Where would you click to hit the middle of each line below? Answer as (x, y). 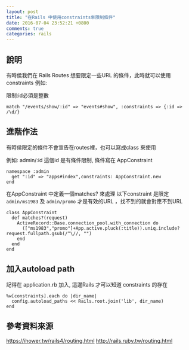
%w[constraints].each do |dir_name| (52, 296)
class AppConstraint (32, 212)
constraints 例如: (27, 83)
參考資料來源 (30, 326)
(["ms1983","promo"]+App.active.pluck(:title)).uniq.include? (101, 228)
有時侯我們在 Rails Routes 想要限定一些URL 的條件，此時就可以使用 (89, 75)
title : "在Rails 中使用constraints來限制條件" (61, 17)
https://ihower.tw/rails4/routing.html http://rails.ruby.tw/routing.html (89, 341)
